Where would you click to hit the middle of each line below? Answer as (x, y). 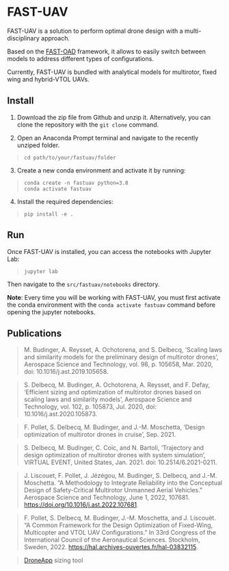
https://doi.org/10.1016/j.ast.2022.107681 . (81, 505)
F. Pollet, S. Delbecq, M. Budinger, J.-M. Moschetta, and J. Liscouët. (120, 518)
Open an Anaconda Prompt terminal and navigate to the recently (108, 138)
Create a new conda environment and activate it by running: (101, 170)
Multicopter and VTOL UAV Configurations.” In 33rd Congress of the (120, 533)
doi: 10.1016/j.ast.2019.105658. (66, 372)
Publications (35, 333)
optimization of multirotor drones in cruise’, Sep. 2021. (100, 435)
